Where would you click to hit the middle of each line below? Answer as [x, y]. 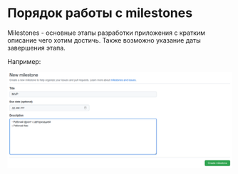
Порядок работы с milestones [100, 13]
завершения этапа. [36, 48]
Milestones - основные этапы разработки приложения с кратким [106, 33]
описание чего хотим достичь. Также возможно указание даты [104, 40]
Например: [24, 61]
